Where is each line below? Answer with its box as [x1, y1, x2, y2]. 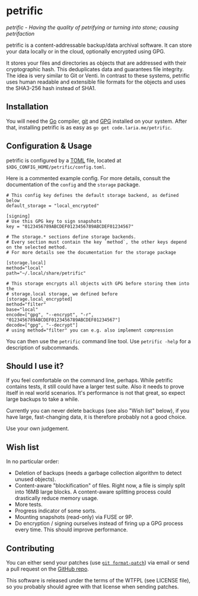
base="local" [6, 307, 39, 313]
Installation [6, 102, 49, 112]
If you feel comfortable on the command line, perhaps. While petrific [6, 377, 173, 384]
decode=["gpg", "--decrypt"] [6, 322, 78, 328]
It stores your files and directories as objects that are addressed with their [6, 59, 187, 66]
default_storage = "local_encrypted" [6, 203, 100, 209]
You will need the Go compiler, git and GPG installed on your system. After [6, 117, 187, 125]
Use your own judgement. [6, 425, 69, 432]
